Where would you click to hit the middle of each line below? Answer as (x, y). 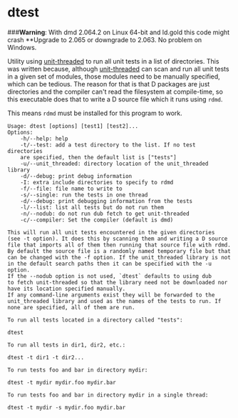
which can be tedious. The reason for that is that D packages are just (109, 84)
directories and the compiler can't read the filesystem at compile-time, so (115, 91)
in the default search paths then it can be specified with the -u (110, 264)
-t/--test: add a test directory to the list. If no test (108, 145)
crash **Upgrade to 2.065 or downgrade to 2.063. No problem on (105, 39)
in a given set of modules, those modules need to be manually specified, (114, 76)
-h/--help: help (45, 139)
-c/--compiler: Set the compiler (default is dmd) (97, 220)
